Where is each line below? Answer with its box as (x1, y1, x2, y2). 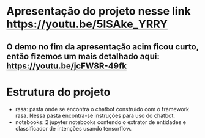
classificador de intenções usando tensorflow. (15, 125, 132, 132)
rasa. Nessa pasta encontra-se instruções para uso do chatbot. (15, 112, 176, 119)
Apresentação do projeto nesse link (6, 4, 191, 18)
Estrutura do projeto (6, 85, 111, 99)
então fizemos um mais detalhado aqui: (6, 51, 160, 62)
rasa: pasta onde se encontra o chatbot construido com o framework (15, 105, 190, 112)
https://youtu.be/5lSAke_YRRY (6, 17, 168, 31)
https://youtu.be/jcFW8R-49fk (6, 60, 127, 71)
